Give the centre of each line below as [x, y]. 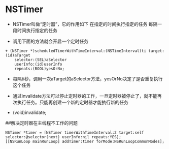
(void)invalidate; [29, 112]
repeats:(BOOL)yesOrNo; [40, 69]
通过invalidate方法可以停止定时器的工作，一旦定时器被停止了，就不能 [85, 96]
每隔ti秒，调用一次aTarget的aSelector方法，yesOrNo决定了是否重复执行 [88, 79]
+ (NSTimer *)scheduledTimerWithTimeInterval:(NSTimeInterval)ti [76, 51]
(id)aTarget [18, 55]
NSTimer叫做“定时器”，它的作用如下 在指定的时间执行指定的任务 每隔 [85, 24]
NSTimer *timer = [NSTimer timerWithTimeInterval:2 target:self [75, 132]
